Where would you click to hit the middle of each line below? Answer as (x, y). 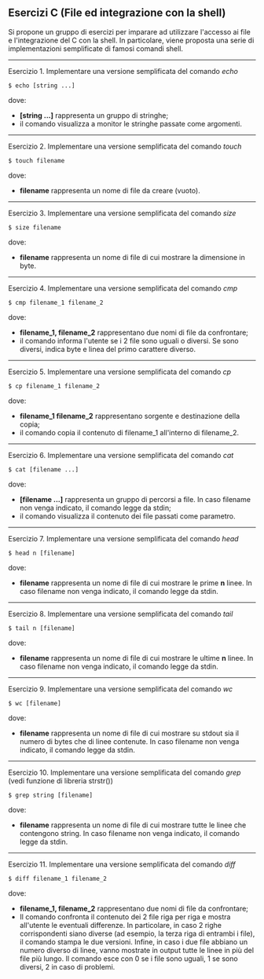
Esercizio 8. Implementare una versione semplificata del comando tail (121, 614)
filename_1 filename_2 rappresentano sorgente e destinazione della (130, 416)
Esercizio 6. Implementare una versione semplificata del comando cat (121, 455)
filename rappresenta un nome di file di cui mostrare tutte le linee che (133, 825)
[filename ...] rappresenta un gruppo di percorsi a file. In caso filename (135, 499)
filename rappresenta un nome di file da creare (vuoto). (110, 190)
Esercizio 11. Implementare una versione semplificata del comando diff (122, 864)
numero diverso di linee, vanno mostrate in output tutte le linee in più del (136, 950)
